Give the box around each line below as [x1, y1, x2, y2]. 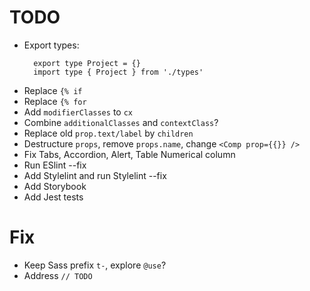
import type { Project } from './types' [33, 67, 204, 77]
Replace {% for [23, 95, 87, 107]
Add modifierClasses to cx [23, 106, 133, 118]
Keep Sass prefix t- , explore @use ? [23, 259, 167, 271]
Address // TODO [23, 269, 93, 281]
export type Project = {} [33, 58, 141, 68]
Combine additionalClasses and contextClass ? [23, 116, 219, 128]
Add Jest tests [23, 191, 84, 203]
